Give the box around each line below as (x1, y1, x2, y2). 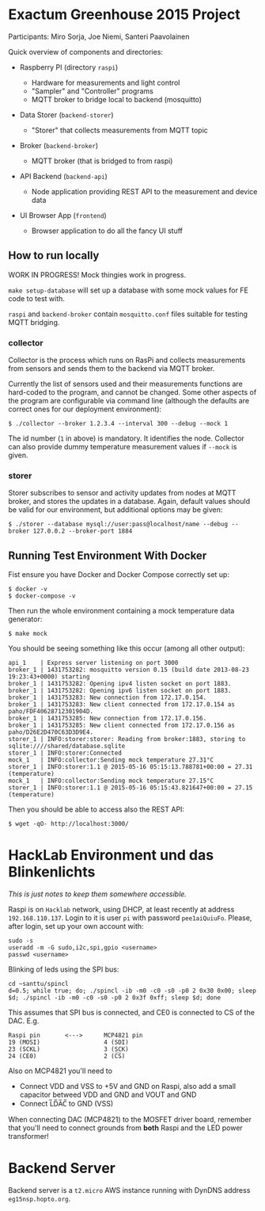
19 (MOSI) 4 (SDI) (8, 1038, 129, 1047)
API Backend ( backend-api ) (19, 171, 108, 181)
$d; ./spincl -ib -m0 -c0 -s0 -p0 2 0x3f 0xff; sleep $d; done (8, 994, 221, 1002)
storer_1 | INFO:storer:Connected (8, 749, 123, 758)
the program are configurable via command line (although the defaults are (8, 396, 250, 406)
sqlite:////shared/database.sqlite (8, 743, 126, 751)
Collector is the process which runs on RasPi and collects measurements (8, 355, 246, 365)
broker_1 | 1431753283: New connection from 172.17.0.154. (8, 693, 207, 702)
